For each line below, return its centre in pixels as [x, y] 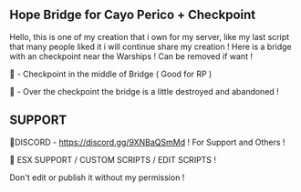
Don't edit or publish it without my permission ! [97, 177]
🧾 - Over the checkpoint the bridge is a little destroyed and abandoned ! [145, 91]
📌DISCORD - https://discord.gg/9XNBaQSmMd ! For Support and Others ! [147, 142]
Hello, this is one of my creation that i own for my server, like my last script [150, 36]
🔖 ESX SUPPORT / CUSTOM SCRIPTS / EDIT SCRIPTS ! [113, 159]
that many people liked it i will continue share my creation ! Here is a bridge [150, 46]
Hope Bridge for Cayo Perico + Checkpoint [133, 15]
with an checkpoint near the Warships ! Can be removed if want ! [131, 56]
